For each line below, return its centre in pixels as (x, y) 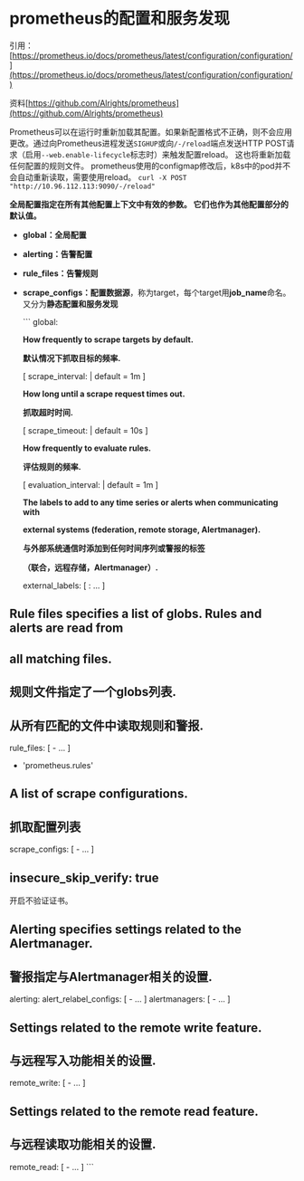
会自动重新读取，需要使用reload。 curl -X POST (98, 176)
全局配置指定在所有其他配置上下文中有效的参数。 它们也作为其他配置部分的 (149, 204)
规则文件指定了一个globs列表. (93, 692)
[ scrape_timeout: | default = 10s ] (85, 430)
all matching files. (61, 658)
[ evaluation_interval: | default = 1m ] (90, 484)
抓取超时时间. (48, 412)
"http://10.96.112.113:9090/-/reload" (82, 186)
